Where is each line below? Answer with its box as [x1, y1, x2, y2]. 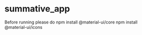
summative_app [4, 3, 71, 14]
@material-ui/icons [4, 24, 43, 30]
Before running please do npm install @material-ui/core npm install [4, 19, 138, 25]
